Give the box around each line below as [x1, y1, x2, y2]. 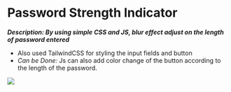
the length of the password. [17, 63, 98, 72]
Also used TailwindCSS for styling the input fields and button [17, 49, 192, 57]
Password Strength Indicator [7, 5, 178, 21]
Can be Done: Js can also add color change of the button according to [17, 56, 221, 64]
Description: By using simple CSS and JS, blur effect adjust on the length [7, 28, 224, 36]
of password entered [7, 35, 70, 43]
